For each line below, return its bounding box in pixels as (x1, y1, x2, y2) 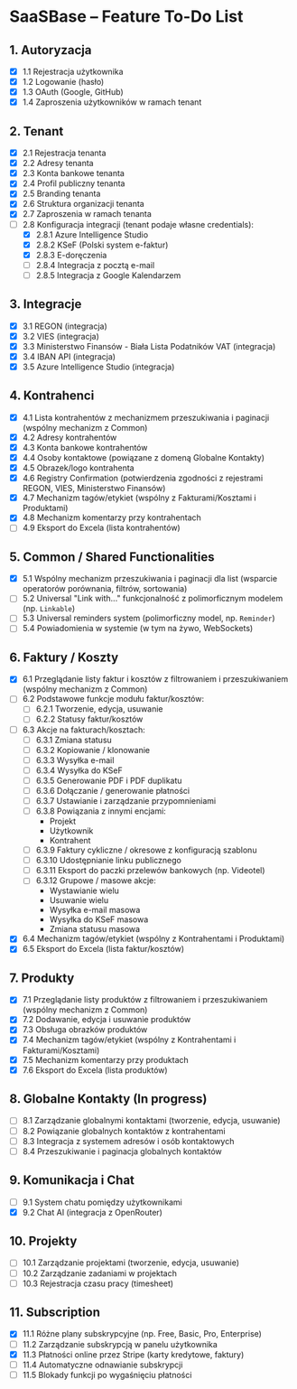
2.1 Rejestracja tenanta (22, 147, 107, 159)
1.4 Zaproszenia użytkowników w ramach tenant (22, 97, 202, 107)
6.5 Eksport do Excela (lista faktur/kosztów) (22, 944, 185, 955)
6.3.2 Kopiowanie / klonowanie (35, 744, 151, 755)
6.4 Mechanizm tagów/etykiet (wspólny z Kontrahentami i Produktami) (22, 933, 285, 945)
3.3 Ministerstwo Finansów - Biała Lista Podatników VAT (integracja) (22, 340, 276, 351)
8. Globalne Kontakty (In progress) (9, 1091, 208, 1107)
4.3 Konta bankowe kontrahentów (22, 442, 148, 452)
